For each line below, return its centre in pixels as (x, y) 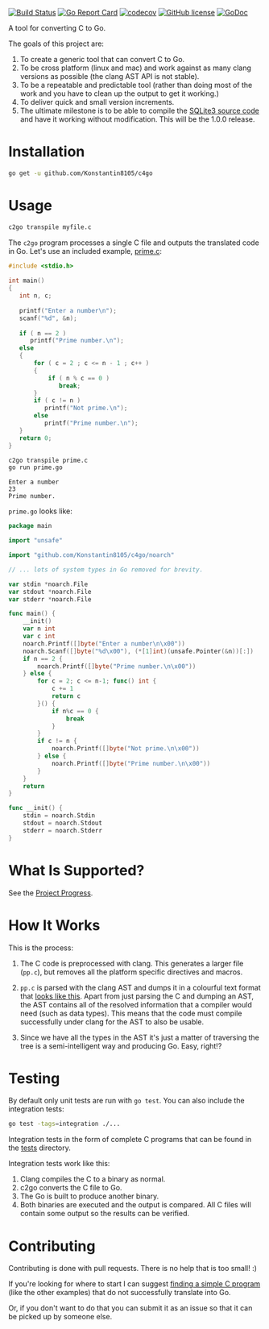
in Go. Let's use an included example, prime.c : (85, 251)
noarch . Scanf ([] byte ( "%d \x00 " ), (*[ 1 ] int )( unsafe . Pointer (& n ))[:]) (138, 651)
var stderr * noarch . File (50, 599)
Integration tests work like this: (59, 1164)
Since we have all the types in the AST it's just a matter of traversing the (139, 1037)
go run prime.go (35, 467)
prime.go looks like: (40, 511)
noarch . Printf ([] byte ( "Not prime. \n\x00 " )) (125, 749)
